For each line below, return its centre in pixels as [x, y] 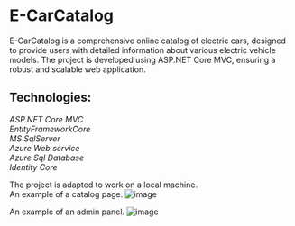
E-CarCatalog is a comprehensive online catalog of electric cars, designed [148, 41]
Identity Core [34, 167]
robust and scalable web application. [78, 69]
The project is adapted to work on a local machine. [104, 185]
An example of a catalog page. [66, 194]
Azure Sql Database [46, 158]
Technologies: [51, 98]
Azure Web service [45, 148]
